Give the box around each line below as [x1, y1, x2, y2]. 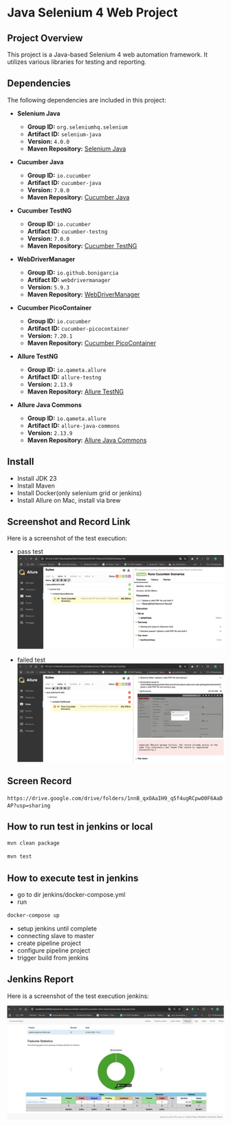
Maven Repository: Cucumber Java [27, 193, 130, 201]
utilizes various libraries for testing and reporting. [7, 58, 146, 66]
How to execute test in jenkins [7, 872, 139, 884]
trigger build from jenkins [16, 953, 89, 962]
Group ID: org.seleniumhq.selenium [27, 122, 129, 131]
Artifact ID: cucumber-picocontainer [27, 324, 129, 332]
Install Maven [16, 481, 55, 490]
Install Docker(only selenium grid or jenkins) [16, 488, 142, 497]
